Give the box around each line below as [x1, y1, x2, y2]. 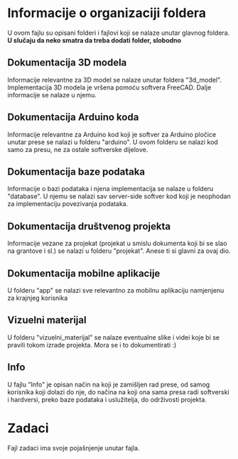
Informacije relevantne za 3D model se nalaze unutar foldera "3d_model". [7, 75, 222, 84]
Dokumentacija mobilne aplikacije [7, 267, 161, 279]
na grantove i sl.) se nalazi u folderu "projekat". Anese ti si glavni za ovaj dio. [7, 247, 231, 255]
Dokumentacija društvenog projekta [7, 220, 171, 232]
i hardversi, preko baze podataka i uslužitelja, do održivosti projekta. [7, 395, 207, 404]
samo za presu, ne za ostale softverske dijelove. [7, 145, 148, 153]
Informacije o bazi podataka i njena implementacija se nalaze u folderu [7, 185, 214, 193]
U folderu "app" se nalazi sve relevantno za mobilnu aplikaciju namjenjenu [7, 286, 225, 294]
